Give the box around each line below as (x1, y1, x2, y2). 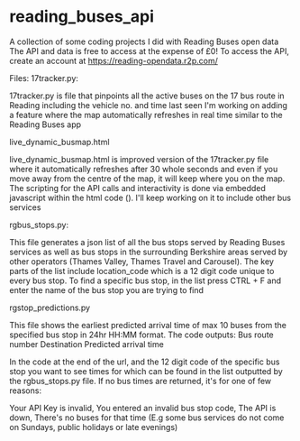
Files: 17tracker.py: (9, 72, 79, 83)
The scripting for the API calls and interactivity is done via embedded (9, 182, 266, 193)
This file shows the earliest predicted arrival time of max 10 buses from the (9, 319, 286, 330)
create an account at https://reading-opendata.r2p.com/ (9, 55, 218, 66)
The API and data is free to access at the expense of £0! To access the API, (9, 45, 290, 56)
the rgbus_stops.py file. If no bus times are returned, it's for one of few (9, 375, 272, 386)
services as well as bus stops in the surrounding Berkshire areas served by (9, 246, 288, 257)
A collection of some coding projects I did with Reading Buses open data (9, 36, 279, 47)
